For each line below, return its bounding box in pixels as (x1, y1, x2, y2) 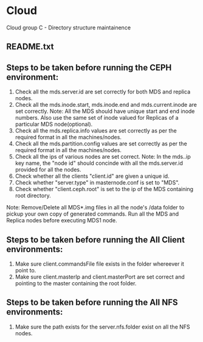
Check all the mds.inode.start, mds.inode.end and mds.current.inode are (15, 101, 198, 109)
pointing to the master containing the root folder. (15, 279, 137, 287)
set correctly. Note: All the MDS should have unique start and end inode (15, 107, 195, 115)
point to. (15, 266, 36, 274)
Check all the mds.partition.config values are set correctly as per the (15, 140, 187, 147)
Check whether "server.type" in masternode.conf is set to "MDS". (15, 179, 180, 186)
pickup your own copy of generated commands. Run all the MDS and (6, 210, 179, 217)
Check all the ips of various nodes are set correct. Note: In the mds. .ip (15, 153, 191, 161)
